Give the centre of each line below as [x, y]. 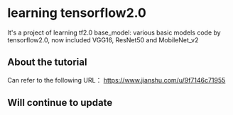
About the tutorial [47, 62]
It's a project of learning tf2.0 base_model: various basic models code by [114, 32]
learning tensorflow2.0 [77, 13]
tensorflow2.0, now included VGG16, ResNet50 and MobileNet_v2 [103, 40]
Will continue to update [60, 103]
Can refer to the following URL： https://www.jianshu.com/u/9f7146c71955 [116, 80]
